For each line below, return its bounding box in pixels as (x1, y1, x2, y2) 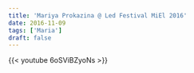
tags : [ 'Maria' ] (8, 26, 62, 34)
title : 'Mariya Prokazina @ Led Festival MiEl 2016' (8, 11, 188, 20)
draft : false (8, 33, 52, 42)
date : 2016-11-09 (8, 19, 66, 27)
